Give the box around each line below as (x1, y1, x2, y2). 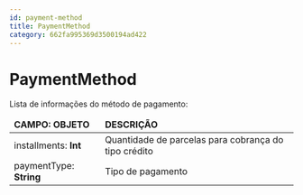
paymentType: (14, 160, 75, 172)
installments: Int (14, 139, 82, 152)
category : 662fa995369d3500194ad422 (9, 30, 147, 39)
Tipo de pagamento (105, 165, 188, 178)
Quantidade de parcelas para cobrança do (105, 134, 284, 146)
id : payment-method (9, 13, 83, 23)
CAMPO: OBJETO (14, 118, 90, 131)
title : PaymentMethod (9, 22, 91, 31)
